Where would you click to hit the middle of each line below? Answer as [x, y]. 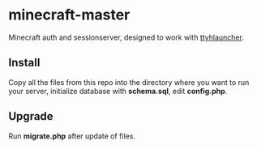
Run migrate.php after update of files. [72, 136]
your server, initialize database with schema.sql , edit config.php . [118, 91]
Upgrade [31, 116]
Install [24, 63]
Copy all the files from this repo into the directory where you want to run [129, 82]
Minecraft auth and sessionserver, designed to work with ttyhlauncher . [126, 37]
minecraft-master [69, 15]
